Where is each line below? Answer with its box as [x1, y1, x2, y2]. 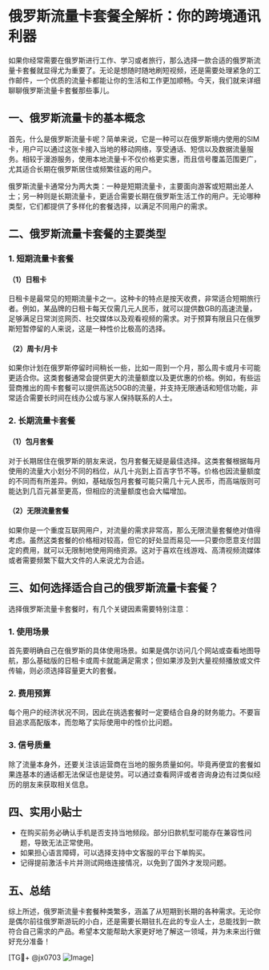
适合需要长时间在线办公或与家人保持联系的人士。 [14, 393, 177, 403]
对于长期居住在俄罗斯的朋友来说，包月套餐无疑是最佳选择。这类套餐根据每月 [8, 456, 261, 465]
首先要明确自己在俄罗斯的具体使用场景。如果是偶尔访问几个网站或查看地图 [8, 645, 254, 655]
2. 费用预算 [8, 688, 51, 699]
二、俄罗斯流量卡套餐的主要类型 [8, 227, 167, 241]
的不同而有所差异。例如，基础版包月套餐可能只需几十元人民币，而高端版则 [8, 476, 254, 485]
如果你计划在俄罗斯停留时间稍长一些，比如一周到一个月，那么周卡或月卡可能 [8, 363, 261, 373]
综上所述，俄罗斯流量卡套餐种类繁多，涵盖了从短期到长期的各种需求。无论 [8, 907, 254, 916]
